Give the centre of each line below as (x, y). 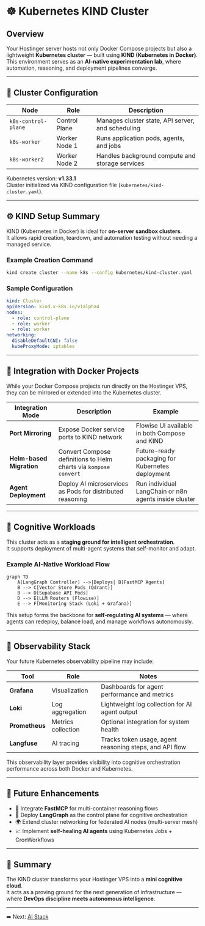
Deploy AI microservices (93, 483)
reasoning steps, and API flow (143, 747)
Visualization (70, 691)
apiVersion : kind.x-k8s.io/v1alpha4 (53, 306)
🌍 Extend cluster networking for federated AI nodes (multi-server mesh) (106, 821)
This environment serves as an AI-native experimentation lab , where (94, 61)
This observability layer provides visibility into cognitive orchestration (93, 762)
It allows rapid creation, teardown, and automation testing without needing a (102, 237)
